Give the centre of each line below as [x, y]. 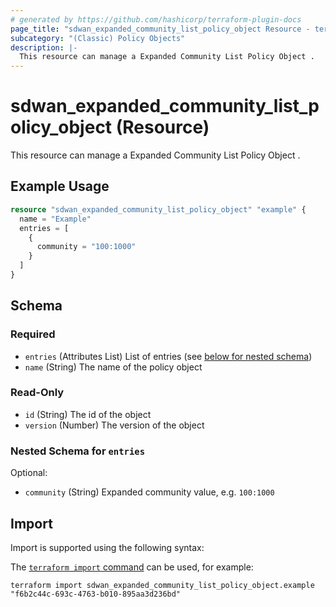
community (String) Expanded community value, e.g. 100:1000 [149, 492]
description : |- [44, 47]
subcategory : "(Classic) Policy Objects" [98, 38]
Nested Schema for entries [78, 451]
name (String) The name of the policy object [113, 367]
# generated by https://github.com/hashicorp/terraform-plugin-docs [156, 19]
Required [33, 334]
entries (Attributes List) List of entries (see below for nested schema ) [168, 356]
